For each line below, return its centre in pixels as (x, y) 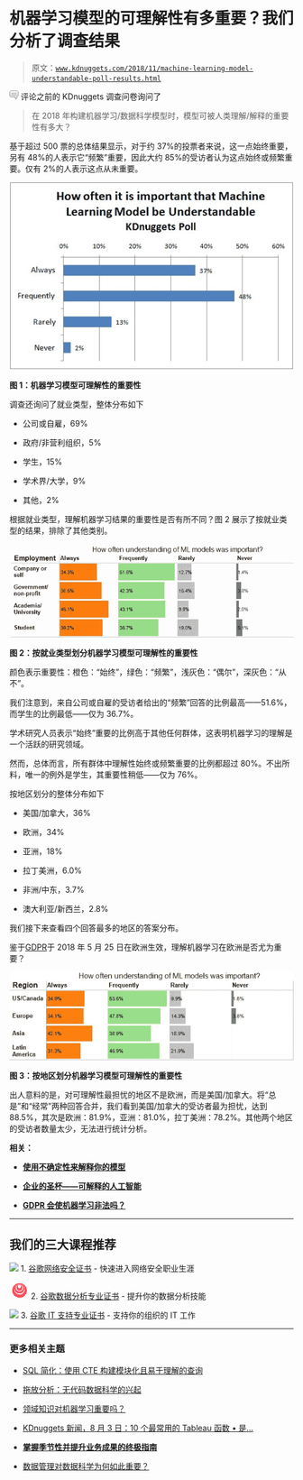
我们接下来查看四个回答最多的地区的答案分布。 (96, 928)
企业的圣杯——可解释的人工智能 (82, 1186)
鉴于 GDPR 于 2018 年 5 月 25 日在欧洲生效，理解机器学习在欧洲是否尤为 (142, 947)
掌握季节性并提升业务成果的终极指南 (90, 1447)
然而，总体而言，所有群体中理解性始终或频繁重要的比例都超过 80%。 (138, 764)
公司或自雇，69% (55, 424)
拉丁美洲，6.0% (52, 870)
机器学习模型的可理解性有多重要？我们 (152, 18)
